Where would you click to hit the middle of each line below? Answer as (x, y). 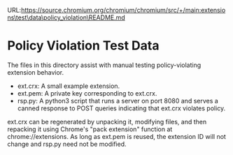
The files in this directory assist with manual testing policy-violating (104, 65)
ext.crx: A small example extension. (69, 86)
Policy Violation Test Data (83, 46)
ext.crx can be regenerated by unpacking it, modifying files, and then (107, 121)
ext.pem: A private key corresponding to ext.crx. (87, 93)
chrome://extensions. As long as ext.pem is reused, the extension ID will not (116, 136)
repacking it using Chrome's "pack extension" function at (90, 129)
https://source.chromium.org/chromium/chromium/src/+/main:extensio (123, 10)
